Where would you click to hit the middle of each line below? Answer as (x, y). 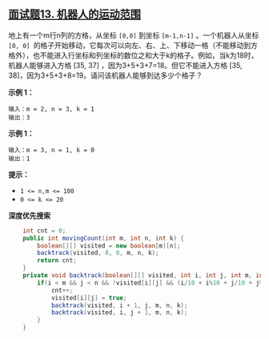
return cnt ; (57, 260)
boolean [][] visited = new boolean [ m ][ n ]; (109, 246)
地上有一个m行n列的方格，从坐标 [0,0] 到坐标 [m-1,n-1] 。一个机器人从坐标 (134, 35)
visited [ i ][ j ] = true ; (89, 298)
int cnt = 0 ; (44, 231)
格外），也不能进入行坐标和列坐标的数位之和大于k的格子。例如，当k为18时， (133, 55)
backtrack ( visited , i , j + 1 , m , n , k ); (119, 313)
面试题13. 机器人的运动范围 (75, 14)
